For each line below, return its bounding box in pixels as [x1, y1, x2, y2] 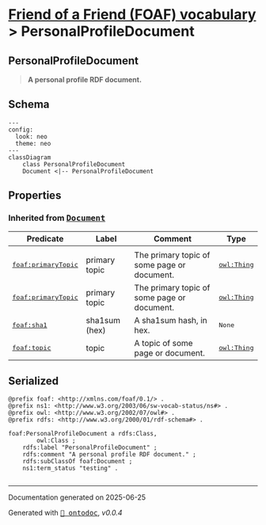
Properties [8, 188, 62, 203]
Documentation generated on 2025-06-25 [8, 493, 146, 502]
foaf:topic [12, 344, 51, 352]
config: [8, 125, 34, 134]
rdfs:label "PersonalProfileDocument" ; [22, 443, 158, 452]
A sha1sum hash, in [134, 314, 207, 325]
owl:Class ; [36, 437, 77, 445]
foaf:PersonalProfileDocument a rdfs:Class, [8, 430, 158, 438]
